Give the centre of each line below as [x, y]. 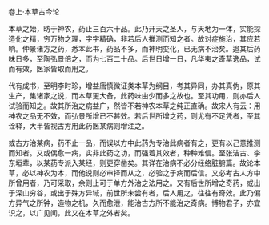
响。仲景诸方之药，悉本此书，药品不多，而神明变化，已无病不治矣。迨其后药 [134, 49]
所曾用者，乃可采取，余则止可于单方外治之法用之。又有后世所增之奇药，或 [131, 183]
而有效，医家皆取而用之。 [50, 69]
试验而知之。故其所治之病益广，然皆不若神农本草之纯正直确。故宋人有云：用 [134, 106]
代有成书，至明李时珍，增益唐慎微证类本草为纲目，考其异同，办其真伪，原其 [134, 86]
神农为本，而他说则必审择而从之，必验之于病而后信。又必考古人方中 [148, 173]
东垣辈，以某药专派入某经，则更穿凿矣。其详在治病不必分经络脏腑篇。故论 [131, 163]
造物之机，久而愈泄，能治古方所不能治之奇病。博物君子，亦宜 [159, 203]
